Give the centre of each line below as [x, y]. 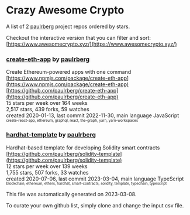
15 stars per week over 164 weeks [47, 103]
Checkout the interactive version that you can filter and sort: [78, 37]
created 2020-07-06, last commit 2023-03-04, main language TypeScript [95, 179]
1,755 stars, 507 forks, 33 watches [47, 172]
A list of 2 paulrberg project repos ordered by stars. [68, 26]
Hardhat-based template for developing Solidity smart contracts [83, 148]
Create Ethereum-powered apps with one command [69, 72]
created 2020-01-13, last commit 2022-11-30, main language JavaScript [93, 115]
